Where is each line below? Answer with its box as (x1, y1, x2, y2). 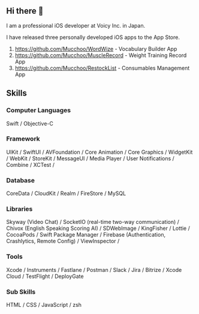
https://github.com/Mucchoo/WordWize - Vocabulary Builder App (14, 45, 177, 52)
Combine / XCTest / (6, 161, 55, 168)
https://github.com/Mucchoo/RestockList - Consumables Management (14, 64, 190, 71)
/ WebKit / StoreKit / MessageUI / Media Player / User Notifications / (6, 154, 175, 162)
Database (6, 176, 35, 184)
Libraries (6, 205, 33, 213)
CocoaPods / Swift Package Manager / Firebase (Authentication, (6, 231, 166, 238)
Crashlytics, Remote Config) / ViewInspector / (6, 238, 120, 245)
